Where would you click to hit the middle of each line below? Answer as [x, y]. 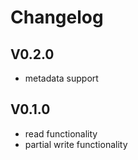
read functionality [61, 133]
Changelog [57, 17]
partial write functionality [76, 144]
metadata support [61, 78]
